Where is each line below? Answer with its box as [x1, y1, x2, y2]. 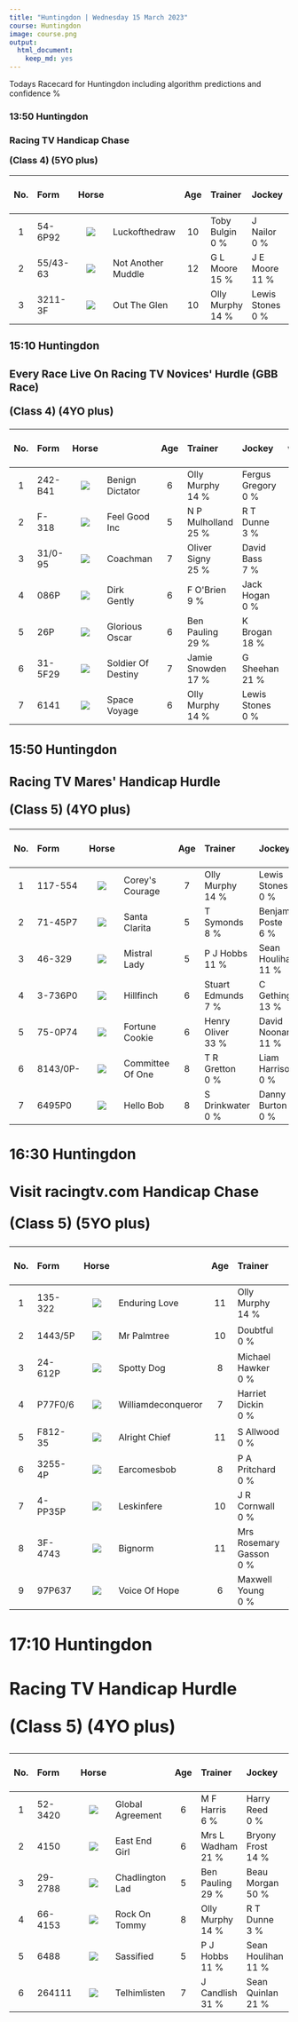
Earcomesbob [118, 1463, 177, 1476]
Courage [123, 885, 161, 898]
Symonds [203, 916, 244, 929]
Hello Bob [123, 1099, 165, 1112]
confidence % [9, 88, 61, 99]
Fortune [123, 1020, 157, 1033]
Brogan [241, 625, 272, 638]
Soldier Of [106, 656, 149, 669]
